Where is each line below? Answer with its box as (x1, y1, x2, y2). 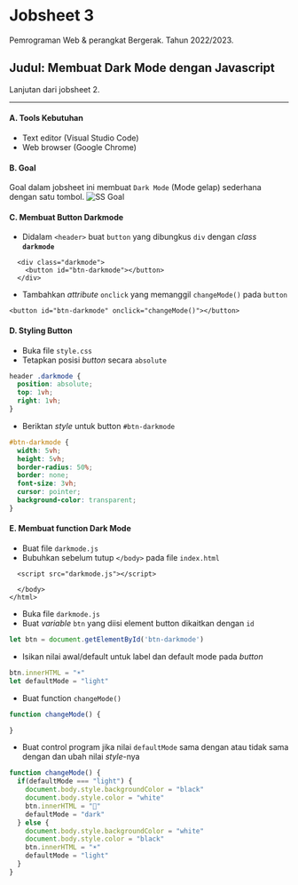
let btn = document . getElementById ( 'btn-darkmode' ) (9, 635, 204, 644)
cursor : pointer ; (17, 488, 82, 497)
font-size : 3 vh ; (17, 479, 77, 489)
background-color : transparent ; (17, 496, 137, 505)
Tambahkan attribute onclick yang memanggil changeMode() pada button (21, 290, 288, 300)
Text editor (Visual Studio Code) (21, 132, 139, 143)
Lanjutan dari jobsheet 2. (9, 84, 100, 94)
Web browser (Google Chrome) (21, 141, 137, 152)
